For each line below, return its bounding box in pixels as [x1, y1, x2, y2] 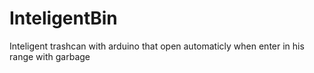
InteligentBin [9, 7, 118, 30]
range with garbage [9, 50, 91, 62]
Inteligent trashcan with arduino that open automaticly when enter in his [9, 40, 305, 52]
